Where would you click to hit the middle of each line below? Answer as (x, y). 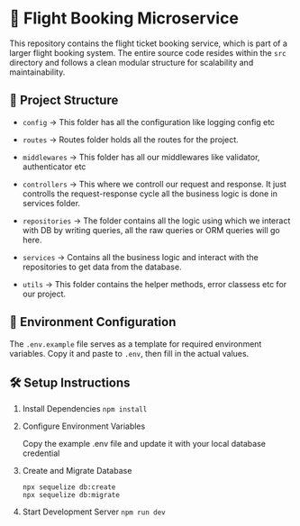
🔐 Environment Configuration (93, 322)
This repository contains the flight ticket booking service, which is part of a (149, 43)
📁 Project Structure (64, 100)
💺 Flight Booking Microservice (124, 18)
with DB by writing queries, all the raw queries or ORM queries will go (151, 230)
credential (41, 453)
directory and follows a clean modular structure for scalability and (132, 62)
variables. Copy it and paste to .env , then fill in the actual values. (129, 353)
